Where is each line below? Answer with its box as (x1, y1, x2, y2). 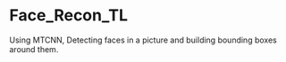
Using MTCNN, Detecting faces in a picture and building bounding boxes (9, 35, 277, 45)
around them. (9, 43, 59, 54)
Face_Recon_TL (9, 5, 128, 26)
